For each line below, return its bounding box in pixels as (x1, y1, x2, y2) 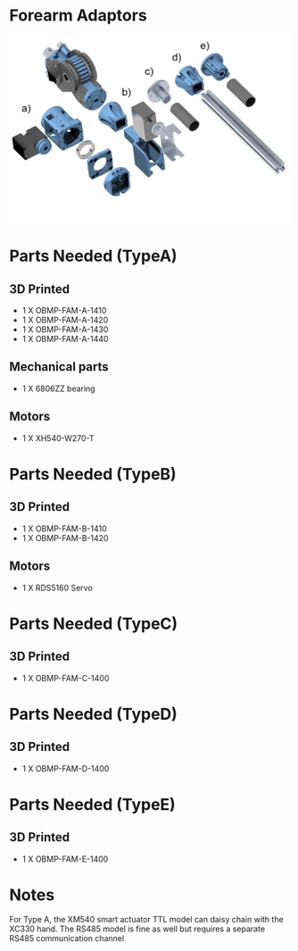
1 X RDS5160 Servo (21, 582, 94, 593)
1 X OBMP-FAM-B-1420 (21, 532, 109, 543)
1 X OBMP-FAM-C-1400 (21, 672, 110, 683)
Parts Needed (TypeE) (9, 794, 176, 814)
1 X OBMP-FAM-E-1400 (21, 854, 109, 864)
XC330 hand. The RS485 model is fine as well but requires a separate (9, 923, 266, 934)
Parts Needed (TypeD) (9, 704, 178, 724)
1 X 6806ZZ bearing (21, 383, 95, 394)
